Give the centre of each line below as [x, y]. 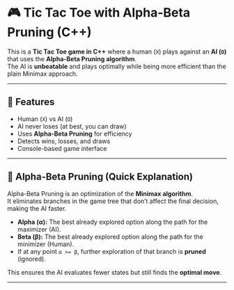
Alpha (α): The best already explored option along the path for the [112, 222]
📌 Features [31, 102]
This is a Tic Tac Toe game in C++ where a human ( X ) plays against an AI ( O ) [117, 51]
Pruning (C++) [49, 32]
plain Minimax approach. [42, 74]
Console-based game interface [62, 148]
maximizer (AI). [39, 229]
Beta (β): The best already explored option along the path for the [110, 236]
